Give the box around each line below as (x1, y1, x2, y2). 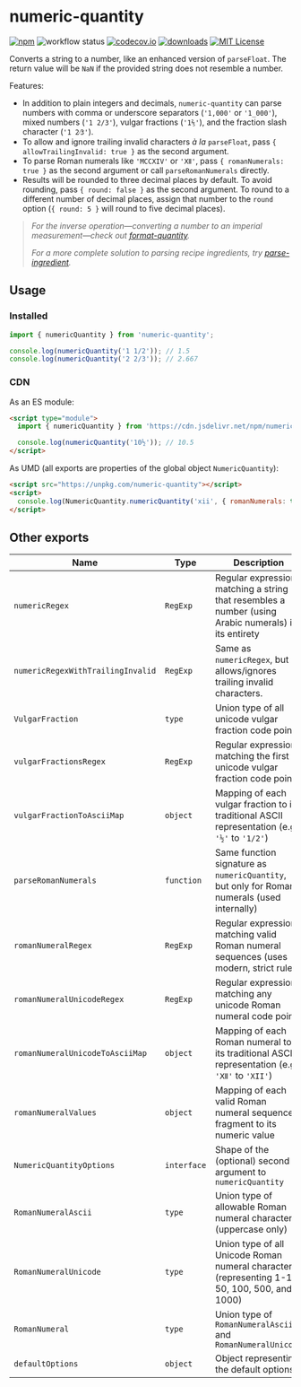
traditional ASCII (214, 809, 284, 822)
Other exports (9, 529, 90, 545)
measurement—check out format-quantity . (30, 230, 191, 240)
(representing (214, 1271, 273, 1284)
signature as (214, 858, 267, 870)
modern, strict (214, 962, 275, 974)
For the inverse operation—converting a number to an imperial (30, 220, 262, 231)
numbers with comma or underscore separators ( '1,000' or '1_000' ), (21, 107, 278, 118)
